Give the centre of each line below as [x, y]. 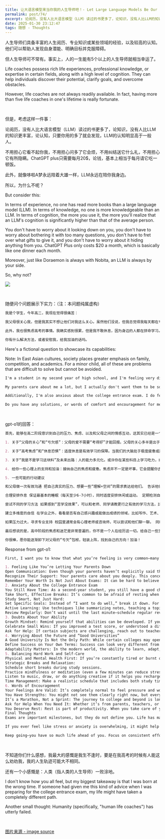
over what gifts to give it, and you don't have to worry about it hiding [74, 240]
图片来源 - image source [30, 831]
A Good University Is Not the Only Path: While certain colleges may [78, 640]
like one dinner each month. [33, 251]
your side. [15, 265]
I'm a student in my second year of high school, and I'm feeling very [80, 378]
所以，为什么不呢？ [25, 185]
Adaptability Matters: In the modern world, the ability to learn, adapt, [83, 649]
